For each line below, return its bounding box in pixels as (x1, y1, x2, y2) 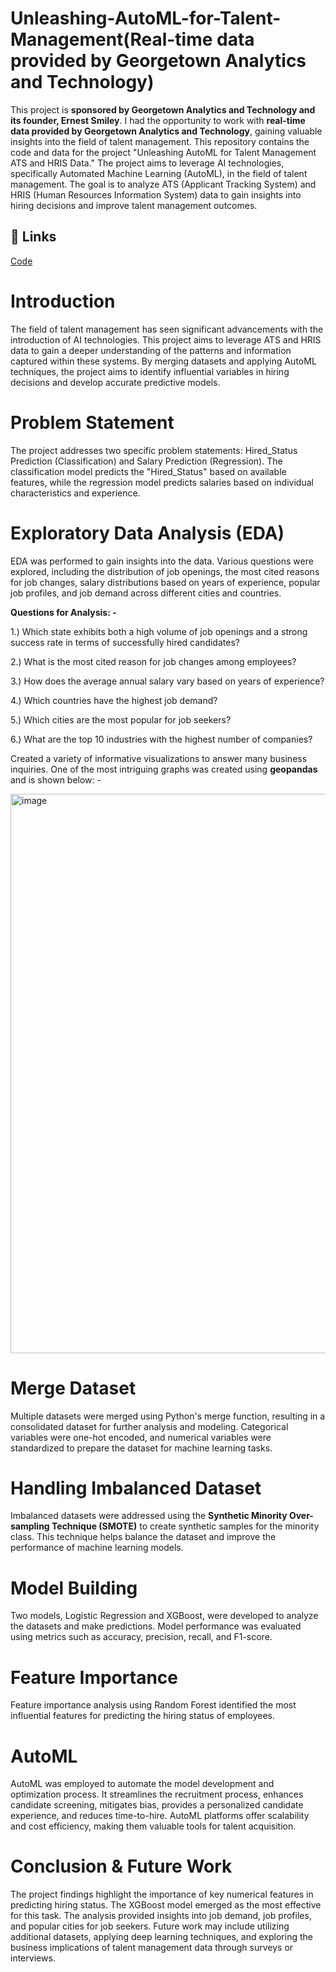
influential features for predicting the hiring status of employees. (10, 1710, 275, 1722)
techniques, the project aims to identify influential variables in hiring (10, 365, 290, 377)
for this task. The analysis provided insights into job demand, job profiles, (10, 1910, 312, 1922)
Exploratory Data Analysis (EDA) (10, 522, 285, 544)
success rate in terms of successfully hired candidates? (10, 636, 240, 648)
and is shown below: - (10, 773, 102, 786)
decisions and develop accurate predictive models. (10, 376, 221, 388)
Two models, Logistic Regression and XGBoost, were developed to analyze (10, 1610, 319, 1622)
